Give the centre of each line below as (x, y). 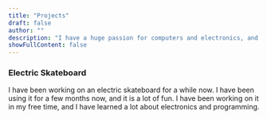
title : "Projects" (39, 15)
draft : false (30, 23)
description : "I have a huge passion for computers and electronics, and (133, 38)
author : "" (26, 30)
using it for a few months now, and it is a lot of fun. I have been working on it (133, 98)
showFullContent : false (48, 45)
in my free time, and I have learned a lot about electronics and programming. (134, 107)
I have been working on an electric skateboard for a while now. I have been (132, 90)
